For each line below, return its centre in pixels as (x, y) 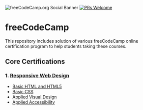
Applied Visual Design (34, 97)
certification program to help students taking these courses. (66, 46)
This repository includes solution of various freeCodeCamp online (72, 41)
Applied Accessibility (33, 102)
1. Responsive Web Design (37, 76)
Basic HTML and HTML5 (37, 86)
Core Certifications (35, 62)
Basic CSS (23, 91)
